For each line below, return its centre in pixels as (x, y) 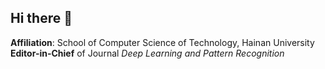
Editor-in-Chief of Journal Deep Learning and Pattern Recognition (147, 53)
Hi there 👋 (41, 18)
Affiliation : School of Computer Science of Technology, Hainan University (162, 42)
